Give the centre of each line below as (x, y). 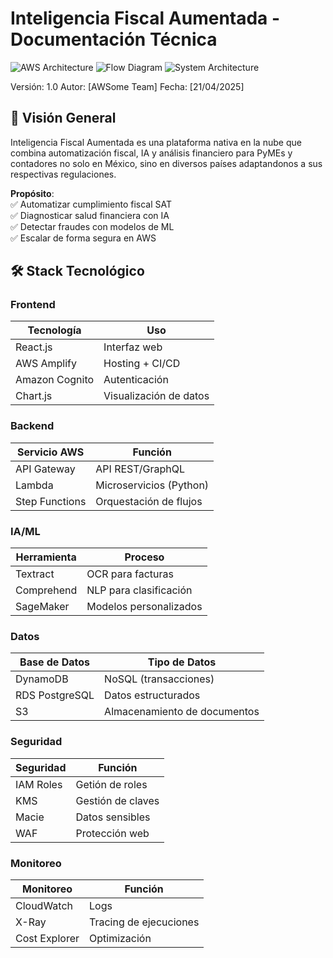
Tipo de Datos (182, 662)
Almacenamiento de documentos (182, 712)
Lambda (34, 485)
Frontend (33, 305)
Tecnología (54, 330)
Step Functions (51, 501)
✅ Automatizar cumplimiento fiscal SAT (91, 204)
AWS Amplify (46, 364)
